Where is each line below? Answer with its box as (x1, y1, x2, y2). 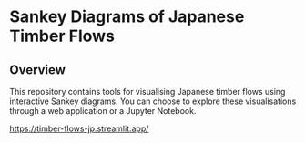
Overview (9, 62, 66, 77)
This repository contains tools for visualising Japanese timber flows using (9, 87, 286, 97)
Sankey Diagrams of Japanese (9, 6, 245, 27)
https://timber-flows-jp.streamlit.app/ (9, 123, 149, 134)
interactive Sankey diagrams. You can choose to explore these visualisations (9, 96, 297, 107)
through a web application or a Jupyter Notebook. (9, 106, 197, 116)
